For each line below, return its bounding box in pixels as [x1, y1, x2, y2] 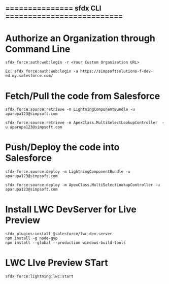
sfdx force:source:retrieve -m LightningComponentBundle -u [5, 107, 136, 112]
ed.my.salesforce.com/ [5, 73, 53, 78]
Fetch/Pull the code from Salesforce [5, 90, 160, 102]
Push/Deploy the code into [5, 142, 120, 153]
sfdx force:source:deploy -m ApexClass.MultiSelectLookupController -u [5, 182, 160, 187]
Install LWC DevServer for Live [5, 204, 137, 215]
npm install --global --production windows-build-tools [5, 240, 126, 245]
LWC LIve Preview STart [5, 257, 108, 269]
